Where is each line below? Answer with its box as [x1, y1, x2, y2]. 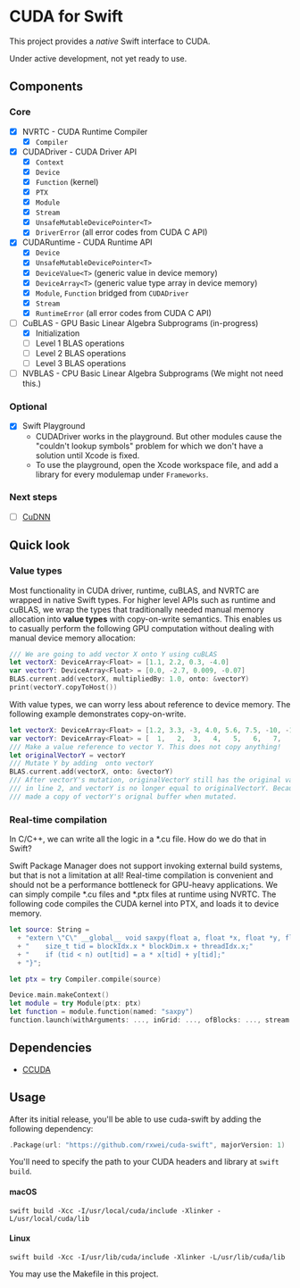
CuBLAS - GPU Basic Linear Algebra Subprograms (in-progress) [21, 317, 259, 328]
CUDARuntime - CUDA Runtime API [21, 237, 154, 247]
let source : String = [9, 925, 90, 934]
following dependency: [9, 1123, 94, 1133]
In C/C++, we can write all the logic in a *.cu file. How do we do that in [9, 833, 267, 845]
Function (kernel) [35, 176, 99, 187]
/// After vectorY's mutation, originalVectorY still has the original [9, 775, 281, 785]
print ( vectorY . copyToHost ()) [9, 683, 118, 692]
